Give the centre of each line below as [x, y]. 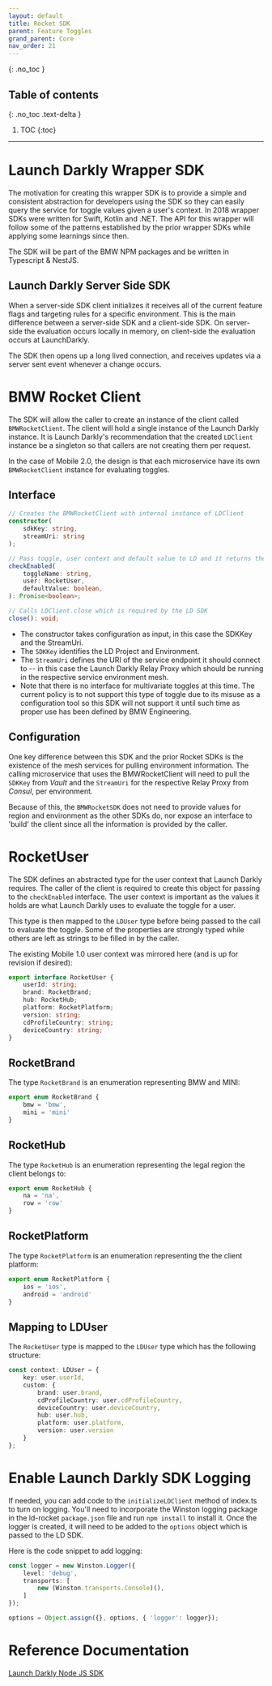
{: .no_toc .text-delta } [45, 114]
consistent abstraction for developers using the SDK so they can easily [127, 201]
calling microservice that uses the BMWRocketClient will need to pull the [129, 774]
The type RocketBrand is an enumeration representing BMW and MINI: [124, 1082]
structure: [25, 1355]
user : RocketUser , [54, 581]
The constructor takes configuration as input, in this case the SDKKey [136, 634]
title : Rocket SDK [39, 24]
